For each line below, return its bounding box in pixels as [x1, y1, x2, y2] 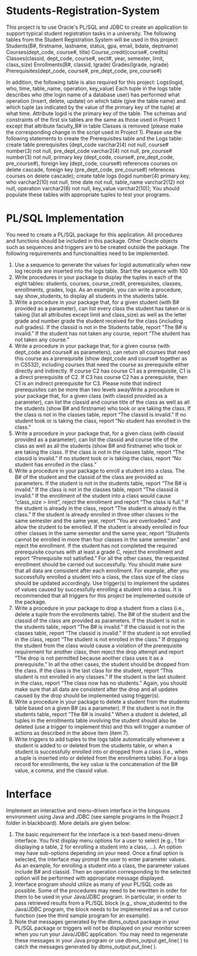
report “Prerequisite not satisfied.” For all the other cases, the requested [14, 554, 189, 562]
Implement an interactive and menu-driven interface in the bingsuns [6, 807, 170, 814]
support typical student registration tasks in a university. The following [6, 29, 176, 36]
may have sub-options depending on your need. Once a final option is [14, 849, 184, 856]
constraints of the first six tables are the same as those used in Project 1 [6, 116, 180, 123]
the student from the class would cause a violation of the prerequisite [14, 642, 183, 649]
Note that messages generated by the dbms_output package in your [14, 918, 179, 925]
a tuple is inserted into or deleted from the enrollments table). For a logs [14, 754, 188, 762]
